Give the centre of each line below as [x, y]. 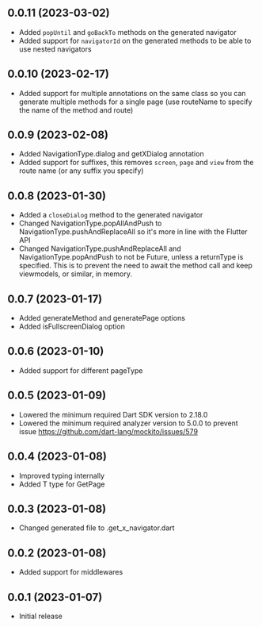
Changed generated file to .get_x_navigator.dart [97, 528]
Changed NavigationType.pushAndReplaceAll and [100, 248]
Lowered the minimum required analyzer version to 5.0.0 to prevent [128, 423]
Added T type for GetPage [62, 484]
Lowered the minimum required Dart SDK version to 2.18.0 [113, 414]
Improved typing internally [61, 475]
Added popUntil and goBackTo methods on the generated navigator [127, 32]
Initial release [40, 616]
